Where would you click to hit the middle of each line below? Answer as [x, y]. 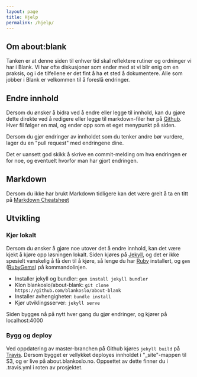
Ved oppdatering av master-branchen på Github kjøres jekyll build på [93, 348]
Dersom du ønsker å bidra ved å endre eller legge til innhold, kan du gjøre [96, 112]
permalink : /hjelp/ [30, 22]
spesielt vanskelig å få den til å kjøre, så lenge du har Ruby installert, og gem [98, 260]
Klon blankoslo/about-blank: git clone [62, 285]
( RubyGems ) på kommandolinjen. [47, 267]
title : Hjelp [22, 17]
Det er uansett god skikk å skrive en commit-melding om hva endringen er [97, 154]
